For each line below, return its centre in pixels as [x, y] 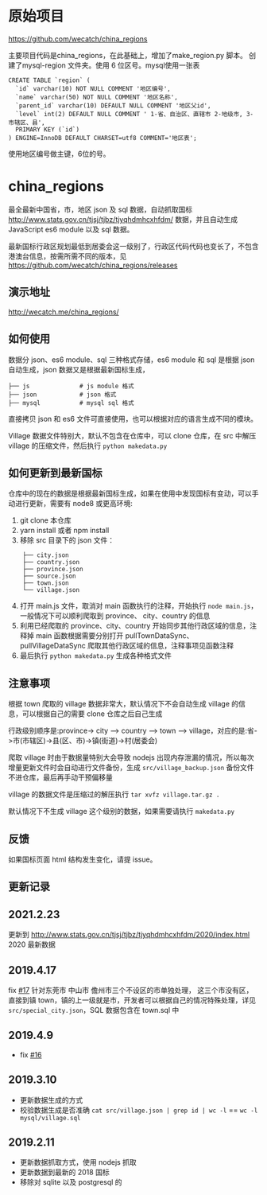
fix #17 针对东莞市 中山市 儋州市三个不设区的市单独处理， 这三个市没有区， [131, 990]
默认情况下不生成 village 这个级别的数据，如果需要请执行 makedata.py [122, 812]
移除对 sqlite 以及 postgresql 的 [71, 1182]
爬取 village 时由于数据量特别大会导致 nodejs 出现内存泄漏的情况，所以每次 [131, 757]
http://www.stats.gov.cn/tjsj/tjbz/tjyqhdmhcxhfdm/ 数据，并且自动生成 [123, 219]
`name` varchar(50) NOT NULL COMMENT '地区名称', [97, 97]
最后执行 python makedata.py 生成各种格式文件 [96, 656]
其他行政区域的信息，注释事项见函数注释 [168, 646]
